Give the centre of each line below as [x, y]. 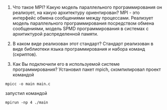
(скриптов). [25, 54]
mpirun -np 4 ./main [27, 102]
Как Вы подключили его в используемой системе [66, 64]
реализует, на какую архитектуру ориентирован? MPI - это [76, 13]
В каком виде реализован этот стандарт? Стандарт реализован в [83, 44]
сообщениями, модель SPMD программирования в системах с [80, 29]
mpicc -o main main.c [28, 84]
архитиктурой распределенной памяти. [55, 34]
